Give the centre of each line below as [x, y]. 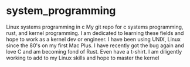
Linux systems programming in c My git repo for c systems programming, [95, 27]
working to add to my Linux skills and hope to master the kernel [83, 58]
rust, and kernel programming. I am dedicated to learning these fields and [95, 33]
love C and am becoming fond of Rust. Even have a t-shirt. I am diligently [94, 51]
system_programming [61, 11]
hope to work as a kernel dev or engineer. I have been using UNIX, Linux [93, 39]
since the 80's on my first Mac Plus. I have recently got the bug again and [95, 45]
